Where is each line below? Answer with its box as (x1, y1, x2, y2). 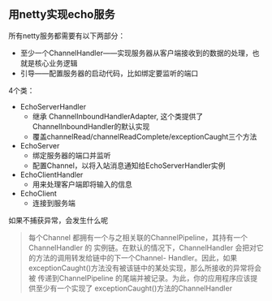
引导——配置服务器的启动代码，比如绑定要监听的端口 (19, 68, 199, 78)
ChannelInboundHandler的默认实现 (32, 121, 150, 131)
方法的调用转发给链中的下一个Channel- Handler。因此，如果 (35, 252, 238, 262)
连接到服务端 (32, 198, 76, 208)
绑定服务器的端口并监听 (32, 150, 111, 160)
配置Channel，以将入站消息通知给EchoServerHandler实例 (32, 161, 226, 170)
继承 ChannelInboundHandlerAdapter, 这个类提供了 (32, 111, 204, 121)
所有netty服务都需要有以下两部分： (8, 31, 126, 41)
